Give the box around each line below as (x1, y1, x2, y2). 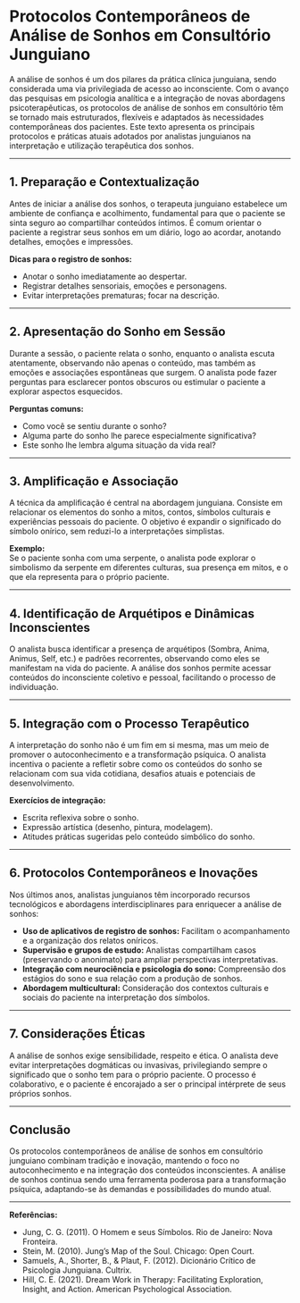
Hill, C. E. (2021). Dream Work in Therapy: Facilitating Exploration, (21, 1274, 263, 1285)
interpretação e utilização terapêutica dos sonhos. (9, 140, 195, 151)
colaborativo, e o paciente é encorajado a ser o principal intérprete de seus (9, 1079, 287, 1089)
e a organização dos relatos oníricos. (21, 935, 159, 946)
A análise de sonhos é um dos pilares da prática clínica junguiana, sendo (9, 73, 277, 84)
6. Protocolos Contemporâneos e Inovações (9, 865, 259, 881)
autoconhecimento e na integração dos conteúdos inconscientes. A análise (9, 1164, 286, 1176)
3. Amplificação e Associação (9, 474, 179, 489)
